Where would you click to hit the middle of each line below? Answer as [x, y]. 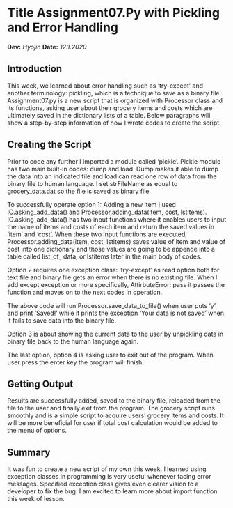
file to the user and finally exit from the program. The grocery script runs [111, 408]
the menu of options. [37, 431]
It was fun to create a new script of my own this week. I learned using [107, 469]
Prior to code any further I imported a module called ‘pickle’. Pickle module [114, 161]
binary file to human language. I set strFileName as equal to [93, 183]
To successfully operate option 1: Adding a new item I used [91, 204]
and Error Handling [63, 28]
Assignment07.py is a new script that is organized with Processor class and [115, 100]
